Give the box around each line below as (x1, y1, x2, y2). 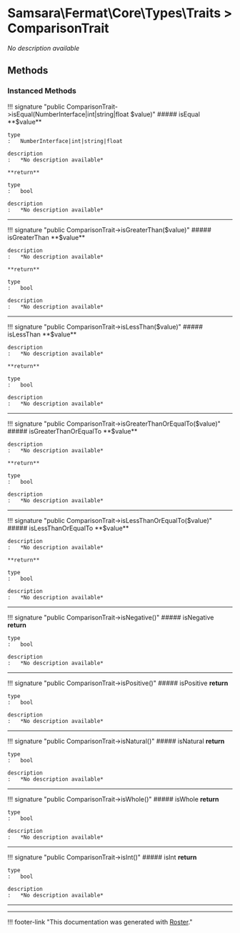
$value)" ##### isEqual (130, 109, 200, 119)
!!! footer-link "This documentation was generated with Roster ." (7, 917, 193, 926)
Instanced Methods (7, 86, 76, 96)
